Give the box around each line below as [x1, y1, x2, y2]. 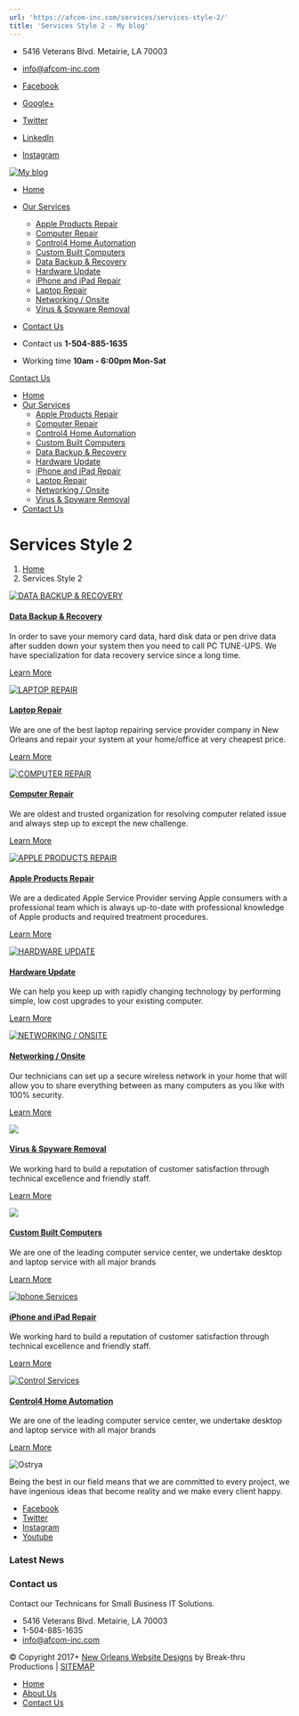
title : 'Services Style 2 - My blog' [9, 21, 149, 30]
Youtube [21, 1532, 53, 1542]
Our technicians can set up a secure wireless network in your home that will [9, 1070, 287, 1081]
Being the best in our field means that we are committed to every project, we [9, 1476, 290, 1487]
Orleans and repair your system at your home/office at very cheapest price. [9, 734, 287, 744]
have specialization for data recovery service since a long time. [9, 649, 241, 660]
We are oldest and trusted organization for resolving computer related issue [9, 809, 287, 819]
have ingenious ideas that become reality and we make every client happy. [9, 1486, 283, 1497]
